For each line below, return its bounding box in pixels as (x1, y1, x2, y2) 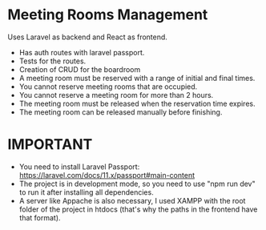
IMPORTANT (7, 135, 93, 154)
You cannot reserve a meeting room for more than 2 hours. (18, 90, 214, 99)
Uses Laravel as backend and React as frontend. (7, 32, 167, 42)
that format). (18, 212, 61, 222)
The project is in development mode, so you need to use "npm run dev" (18, 179, 256, 188)
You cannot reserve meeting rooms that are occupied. (18, 82, 198, 91)
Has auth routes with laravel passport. (18, 47, 145, 57)
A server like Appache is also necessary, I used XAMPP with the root (18, 196, 246, 205)
